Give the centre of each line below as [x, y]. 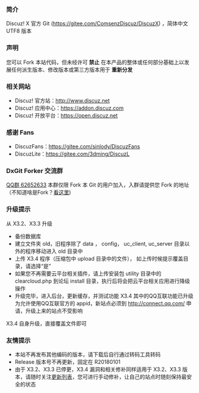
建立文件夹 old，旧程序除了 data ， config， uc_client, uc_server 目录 [99, 243]
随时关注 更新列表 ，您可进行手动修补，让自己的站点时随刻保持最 [109, 377]
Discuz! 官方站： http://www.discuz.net [62, 100]
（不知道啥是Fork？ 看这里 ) [39, 193]
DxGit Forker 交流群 [35, 171]
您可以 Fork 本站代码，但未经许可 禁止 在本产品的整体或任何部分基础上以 [95, 62]
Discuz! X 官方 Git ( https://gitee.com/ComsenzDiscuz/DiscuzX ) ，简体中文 [97, 24]
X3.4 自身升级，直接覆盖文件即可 [47, 323]
